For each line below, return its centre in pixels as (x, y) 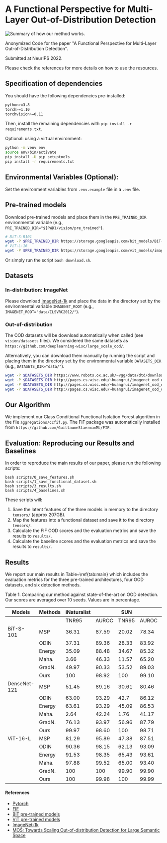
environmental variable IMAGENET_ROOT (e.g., (49, 306)
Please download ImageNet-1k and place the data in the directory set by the (83, 301)
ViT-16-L (19, 738)
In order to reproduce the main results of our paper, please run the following (83, 463)
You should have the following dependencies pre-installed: (65, 95)
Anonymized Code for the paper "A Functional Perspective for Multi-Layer (81, 43)
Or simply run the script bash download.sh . (48, 260)
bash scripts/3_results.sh (33, 486)
